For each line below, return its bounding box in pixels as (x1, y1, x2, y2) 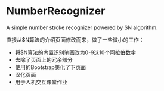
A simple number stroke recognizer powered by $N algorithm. (6, 24, 158, 31)
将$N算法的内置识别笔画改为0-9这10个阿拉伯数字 (14, 49, 136, 56)
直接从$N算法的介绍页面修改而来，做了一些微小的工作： (6, 36, 144, 43)
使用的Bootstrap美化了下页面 (14, 64, 86, 71)
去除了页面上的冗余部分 (14, 56, 73, 63)
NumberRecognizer (6, 4, 106, 18)
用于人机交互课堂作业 (14, 79, 67, 86)
